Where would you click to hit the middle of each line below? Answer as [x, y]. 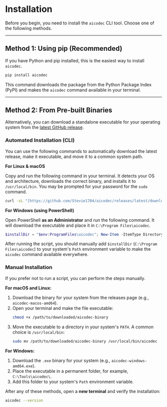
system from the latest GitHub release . [44, 128]
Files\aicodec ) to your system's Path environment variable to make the [78, 249]
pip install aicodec [27, 75]
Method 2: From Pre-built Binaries [59, 110]
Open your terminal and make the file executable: [63, 308]
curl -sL [14, 201]
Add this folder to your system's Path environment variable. [73, 382]
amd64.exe [23, 366]
